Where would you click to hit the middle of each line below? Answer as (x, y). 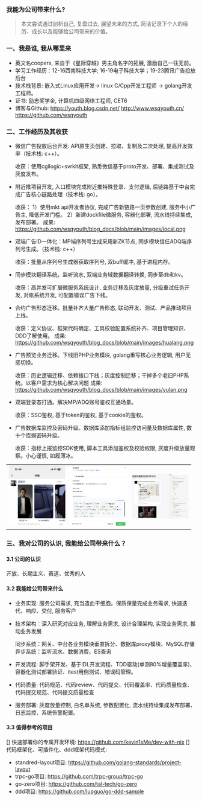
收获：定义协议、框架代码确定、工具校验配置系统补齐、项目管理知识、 (102, 328)
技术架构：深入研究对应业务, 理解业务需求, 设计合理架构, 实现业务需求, (102, 624)
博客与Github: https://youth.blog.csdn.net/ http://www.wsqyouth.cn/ (99, 108)
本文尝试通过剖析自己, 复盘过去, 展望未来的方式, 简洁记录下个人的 (102, 24)
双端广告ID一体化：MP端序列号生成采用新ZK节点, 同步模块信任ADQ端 (101, 241)
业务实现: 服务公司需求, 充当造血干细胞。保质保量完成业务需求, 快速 (98, 603)
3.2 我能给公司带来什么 (35, 589)
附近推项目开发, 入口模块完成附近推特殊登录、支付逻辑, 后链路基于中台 (102, 187)
